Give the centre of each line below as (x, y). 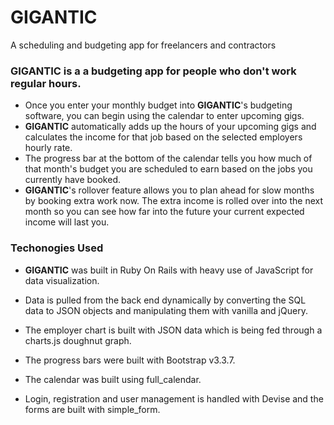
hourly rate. (48, 148)
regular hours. (46, 83)
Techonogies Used (57, 248)
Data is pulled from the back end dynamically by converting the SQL (165, 300)
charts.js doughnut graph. (78, 340)
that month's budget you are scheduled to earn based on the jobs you (168, 169)
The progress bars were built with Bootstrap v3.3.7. (130, 360)
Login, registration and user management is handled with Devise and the (174, 398)
